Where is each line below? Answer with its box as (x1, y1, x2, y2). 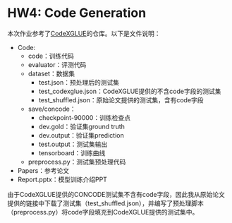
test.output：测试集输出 (38, 140, 108, 148)
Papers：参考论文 (17, 166, 69, 174)
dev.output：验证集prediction (38, 131, 125, 139)
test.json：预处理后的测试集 (38, 78, 120, 86)
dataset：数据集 (28, 69, 75, 78)
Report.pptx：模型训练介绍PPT (17, 175, 108, 183)
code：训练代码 (28, 52, 74, 60)
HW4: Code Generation (7, 5, 147, 21)
